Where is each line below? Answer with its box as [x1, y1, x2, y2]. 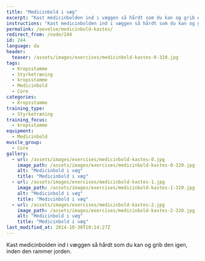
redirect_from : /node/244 [6, 32, 72, 38]
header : [6, 49, 26, 55]
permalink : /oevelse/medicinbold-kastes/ [6, 26, 113, 32]
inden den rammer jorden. [6, 248, 72, 255]
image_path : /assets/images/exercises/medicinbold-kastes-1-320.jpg [17, 185, 195, 191]
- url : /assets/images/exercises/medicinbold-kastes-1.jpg [12, 179, 165, 185]
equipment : [6, 128, 34, 134]
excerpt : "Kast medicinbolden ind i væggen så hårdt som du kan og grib [6, 15, 195, 21]
